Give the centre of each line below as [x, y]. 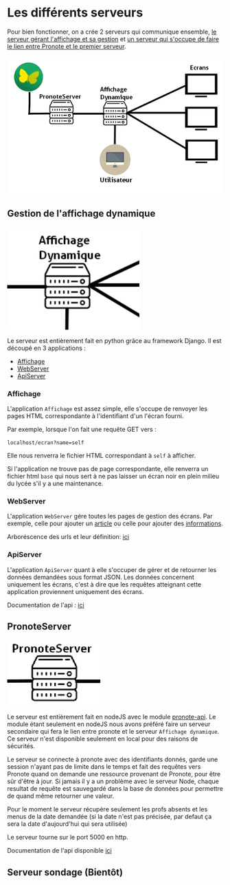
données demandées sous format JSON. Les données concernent [101, 577]
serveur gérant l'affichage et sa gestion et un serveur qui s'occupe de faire [113, 39]
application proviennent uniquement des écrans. [76, 591]
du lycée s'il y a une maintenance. [55, 483]
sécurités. [21, 746]
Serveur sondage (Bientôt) [65, 872]
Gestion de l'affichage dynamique [81, 214]
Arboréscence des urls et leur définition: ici [68, 537]
